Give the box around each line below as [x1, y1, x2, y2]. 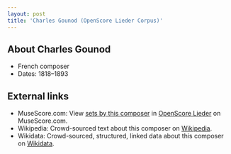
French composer [17, 62, 69, 71]
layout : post [7, 10, 46, 18]
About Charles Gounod [7, 43, 111, 55]
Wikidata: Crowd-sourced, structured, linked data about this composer [17, 132, 225, 141]
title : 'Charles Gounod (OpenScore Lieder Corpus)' [7, 17, 163, 24]
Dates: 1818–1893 [17, 70, 69, 78]
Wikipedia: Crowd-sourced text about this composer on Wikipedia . [17, 124, 213, 133]
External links [7, 90, 69, 102]
